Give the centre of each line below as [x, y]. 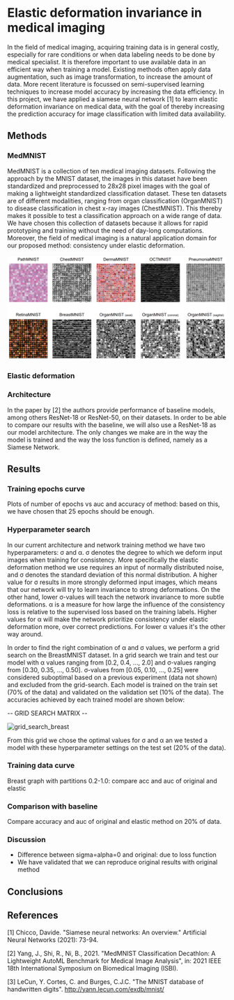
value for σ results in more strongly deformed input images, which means [112, 582]
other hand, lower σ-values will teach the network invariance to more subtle [116, 597]
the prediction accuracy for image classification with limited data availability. [117, 114]
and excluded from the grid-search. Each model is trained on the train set [112, 684]
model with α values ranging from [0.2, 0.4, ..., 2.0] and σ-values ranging [112, 662]
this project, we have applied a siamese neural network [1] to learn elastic [112, 99]
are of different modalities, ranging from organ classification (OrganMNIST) [115, 201]
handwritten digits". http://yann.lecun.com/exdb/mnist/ [86, 989]
